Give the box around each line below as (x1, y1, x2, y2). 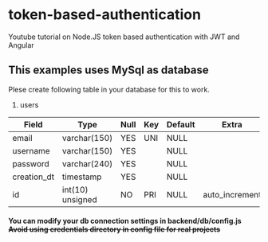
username (12, 145, 50, 156)
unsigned (62, 193, 97, 205)
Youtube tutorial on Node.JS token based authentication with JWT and (8, 32, 240, 41)
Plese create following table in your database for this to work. (8, 84, 210, 94)
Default (166, 119, 195, 130)
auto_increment (203, 189, 262, 200)
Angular (8, 40, 34, 49)
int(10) (62, 184, 89, 195)
